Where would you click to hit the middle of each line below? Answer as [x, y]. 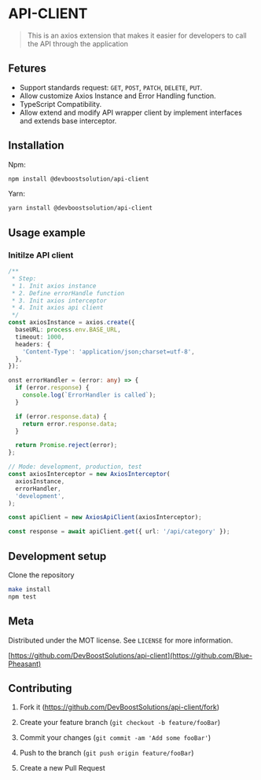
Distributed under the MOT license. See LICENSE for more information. [121, 640]
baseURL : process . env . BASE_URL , [68, 330]
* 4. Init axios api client [57, 308]
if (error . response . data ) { [61, 416]
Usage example [47, 233]
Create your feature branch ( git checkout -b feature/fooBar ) [120, 723]
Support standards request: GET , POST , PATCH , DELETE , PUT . [111, 87]
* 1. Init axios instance [54, 286]
